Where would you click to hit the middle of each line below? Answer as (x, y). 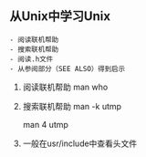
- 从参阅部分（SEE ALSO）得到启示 (68, 68)
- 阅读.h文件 (31, 59)
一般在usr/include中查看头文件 (80, 143)
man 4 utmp (45, 124)
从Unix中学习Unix (60, 16)
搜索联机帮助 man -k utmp (72, 106)
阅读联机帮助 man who (65, 87)
